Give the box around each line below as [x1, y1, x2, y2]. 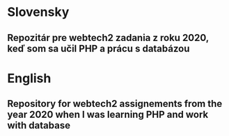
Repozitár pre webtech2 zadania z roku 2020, [7, 32, 209, 44]
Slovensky [7, 4, 70, 20]
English [7, 70, 52, 86]
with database [7, 119, 71, 132]
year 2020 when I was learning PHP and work [7, 109, 209, 121]
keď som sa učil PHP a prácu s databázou [7, 42, 190, 54]
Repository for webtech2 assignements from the [7, 98, 223, 110]
